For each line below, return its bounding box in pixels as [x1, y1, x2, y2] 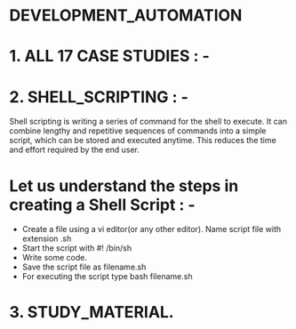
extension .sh [21, 233, 72, 245]
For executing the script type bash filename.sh [21, 271, 193, 282]
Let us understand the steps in [9, 175, 239, 196]
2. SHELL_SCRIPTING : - [9, 86, 189, 107]
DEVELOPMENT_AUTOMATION [9, 5, 243, 26]
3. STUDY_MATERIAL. [9, 302, 175, 323]
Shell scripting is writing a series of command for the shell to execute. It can [9, 116, 287, 127]
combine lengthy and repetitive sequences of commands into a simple [9, 125, 267, 136]
